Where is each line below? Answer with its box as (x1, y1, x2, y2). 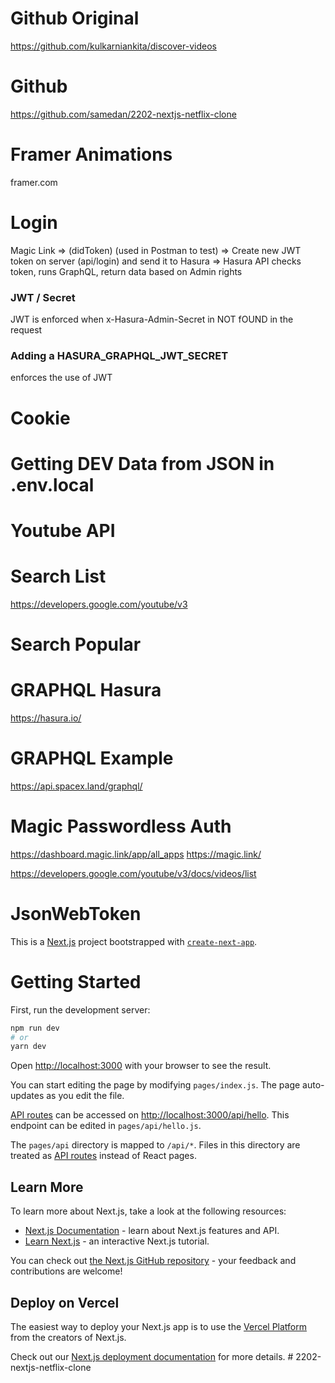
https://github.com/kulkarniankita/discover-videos (10, 40, 217, 52)
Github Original (10, 7, 140, 30)
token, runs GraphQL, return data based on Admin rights (10, 265, 243, 277)
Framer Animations (10, 143, 173, 166)
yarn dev (10, 1042, 47, 1052)
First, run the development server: (10, 1003, 151, 1016)
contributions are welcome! (10, 1265, 123, 1277)
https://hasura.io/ (10, 712, 82, 724)
